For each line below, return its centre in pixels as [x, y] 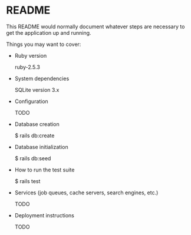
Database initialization [42, 147]
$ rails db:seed [33, 158]
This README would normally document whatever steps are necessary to [95, 27]
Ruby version [31, 55]
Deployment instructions [45, 215]
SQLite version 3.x [37, 90]
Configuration [31, 101]
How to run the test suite [45, 170]
